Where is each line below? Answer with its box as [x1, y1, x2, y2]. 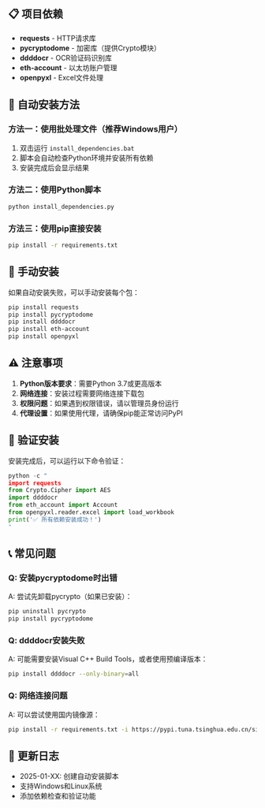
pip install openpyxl [8, 333, 80, 341]
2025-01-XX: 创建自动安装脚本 [19, 772, 120, 781]
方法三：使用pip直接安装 [8, 223, 102, 234]
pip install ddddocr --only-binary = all [8, 670, 140, 678]
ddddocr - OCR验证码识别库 [19, 53, 112, 62]
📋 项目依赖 [8, 7, 64, 21]
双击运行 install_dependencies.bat [19, 143, 135, 152]
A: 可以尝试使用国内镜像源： [8, 709, 100, 719]
